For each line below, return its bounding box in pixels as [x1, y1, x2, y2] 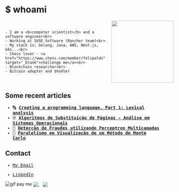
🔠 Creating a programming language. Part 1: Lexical [12, 105, 145, 110]
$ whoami [5, 4, 47, 15]
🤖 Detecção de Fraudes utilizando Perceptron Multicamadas [12, 125, 160, 130]
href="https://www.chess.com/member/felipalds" [5, 56, 106, 61]
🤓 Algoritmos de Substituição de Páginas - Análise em [12, 115, 150, 121]
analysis [12, 110, 34, 116]
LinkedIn [12, 172, 34, 177]
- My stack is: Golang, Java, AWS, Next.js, [5, 43, 99, 48]
